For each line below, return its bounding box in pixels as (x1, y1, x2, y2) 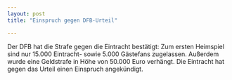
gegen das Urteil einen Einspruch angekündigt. (7, 65, 143, 73)
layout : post (7, 10, 46, 18)
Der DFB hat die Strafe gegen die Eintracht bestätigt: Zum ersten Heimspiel (7, 42, 225, 51)
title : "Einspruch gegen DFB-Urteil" (7, 17, 118, 24)
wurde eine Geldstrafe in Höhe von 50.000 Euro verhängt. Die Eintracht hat (7, 57, 225, 65)
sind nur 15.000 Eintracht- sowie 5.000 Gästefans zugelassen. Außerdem (7, 50, 219, 58)
